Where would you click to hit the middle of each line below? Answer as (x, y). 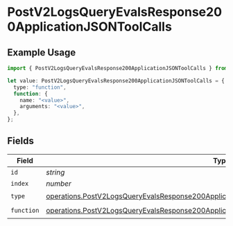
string (55, 172)
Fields (21, 141)
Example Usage (42, 52)
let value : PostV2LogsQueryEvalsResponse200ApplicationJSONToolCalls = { (116, 80)
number (59, 183)
